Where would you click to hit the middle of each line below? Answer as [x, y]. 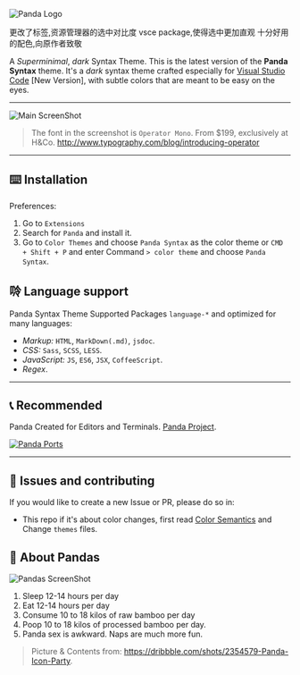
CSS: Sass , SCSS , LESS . [62, 350]
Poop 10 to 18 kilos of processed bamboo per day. [114, 625]
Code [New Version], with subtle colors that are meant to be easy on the [142, 80]
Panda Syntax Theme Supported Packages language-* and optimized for [143, 314]
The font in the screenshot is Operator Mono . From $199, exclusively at [159, 133]
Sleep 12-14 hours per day [70, 596]
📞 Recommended [56, 405]
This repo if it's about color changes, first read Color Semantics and [147, 519]
